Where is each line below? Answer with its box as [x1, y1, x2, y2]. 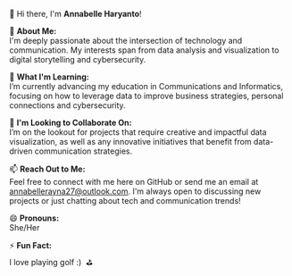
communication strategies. [34, 146, 133, 156]
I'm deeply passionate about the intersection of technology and [9, 36, 243, 46]
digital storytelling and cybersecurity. [9, 54, 146, 64]
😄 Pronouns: [9, 213, 60, 223]
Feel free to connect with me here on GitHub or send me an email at [9, 177, 259, 187]
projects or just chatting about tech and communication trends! [9, 196, 241, 205]
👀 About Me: [9, 26, 57, 36]
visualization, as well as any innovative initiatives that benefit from [9, 137, 252, 146]
